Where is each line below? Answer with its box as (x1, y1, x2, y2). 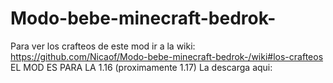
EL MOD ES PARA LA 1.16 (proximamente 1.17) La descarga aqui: (10, 61, 273, 73)
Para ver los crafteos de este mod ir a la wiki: (10, 40, 196, 52)
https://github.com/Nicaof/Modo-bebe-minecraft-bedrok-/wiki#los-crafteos (10, 50, 324, 62)
